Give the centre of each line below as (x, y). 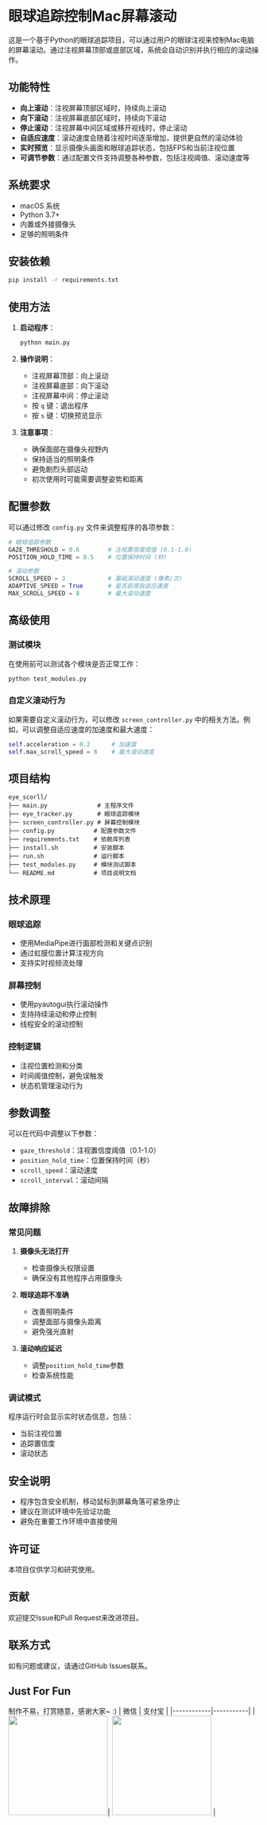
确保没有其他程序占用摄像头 (77, 1278)
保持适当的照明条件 (63, 459)
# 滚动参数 (24, 572)
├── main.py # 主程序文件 (71, 806)
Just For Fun (40, 1691)
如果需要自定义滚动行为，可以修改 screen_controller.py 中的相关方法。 (126, 719)
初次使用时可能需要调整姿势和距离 (87, 479)
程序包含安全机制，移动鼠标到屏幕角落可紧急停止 (100, 1501)
